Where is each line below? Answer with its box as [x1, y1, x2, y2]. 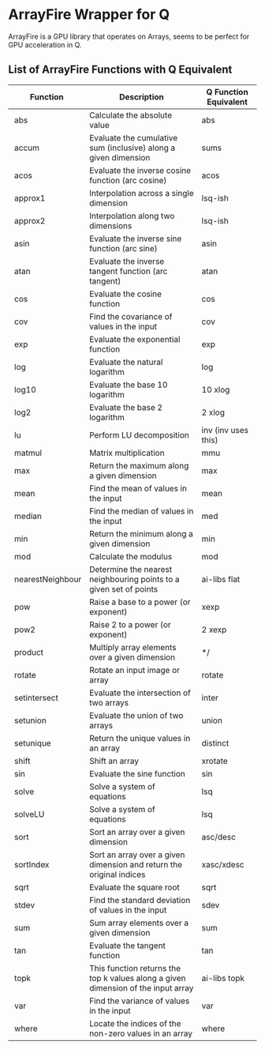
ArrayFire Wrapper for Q [8, 6, 170, 24]
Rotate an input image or [89, 664, 180, 675]
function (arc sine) [89, 243, 158, 254]
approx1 [14, 192, 46, 203]
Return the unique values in [89, 732, 191, 743]
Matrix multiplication [89, 447, 165, 458]
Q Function [206, 86, 248, 97]
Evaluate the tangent [89, 940, 166, 951]
